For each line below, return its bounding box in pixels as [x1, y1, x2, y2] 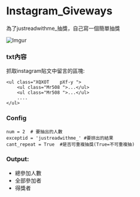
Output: [6, 155, 29, 164]
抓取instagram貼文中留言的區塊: [6, 67, 85, 75]
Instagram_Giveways [6, 4, 112, 18]
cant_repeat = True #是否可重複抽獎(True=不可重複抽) [6, 141, 135, 147]
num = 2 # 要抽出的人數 [6, 128, 63, 135]
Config [6, 114, 27, 122]
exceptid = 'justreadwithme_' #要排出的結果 [6, 135, 114, 141]
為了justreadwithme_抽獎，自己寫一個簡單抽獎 [6, 24, 120, 32]
